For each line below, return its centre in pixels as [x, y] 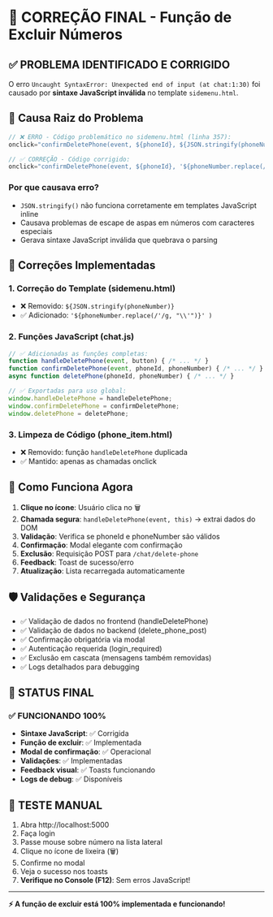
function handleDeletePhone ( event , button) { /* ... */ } [108, 361]
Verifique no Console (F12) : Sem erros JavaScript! [105, 880]
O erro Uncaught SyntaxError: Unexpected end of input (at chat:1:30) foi [134, 84]
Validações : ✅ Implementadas [71, 761]
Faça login [37, 833]
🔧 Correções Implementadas [82, 265]
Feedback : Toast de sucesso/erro [77, 562]
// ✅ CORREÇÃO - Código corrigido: [69, 159]
